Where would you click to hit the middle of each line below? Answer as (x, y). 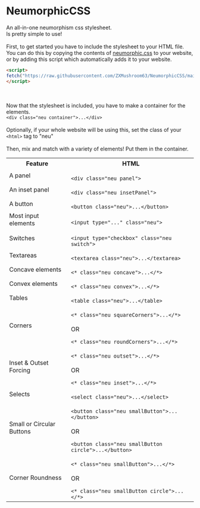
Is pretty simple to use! (34, 33)
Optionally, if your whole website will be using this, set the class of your (94, 130)
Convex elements (34, 284)
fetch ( (14, 76)
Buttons (20, 431)
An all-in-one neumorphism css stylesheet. (59, 27)
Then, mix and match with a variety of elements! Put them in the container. (97, 149)
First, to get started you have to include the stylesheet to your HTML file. (95, 47)
